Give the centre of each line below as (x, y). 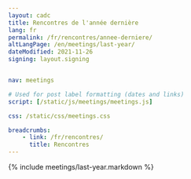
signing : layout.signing (49, 60)
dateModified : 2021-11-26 (50, 52)
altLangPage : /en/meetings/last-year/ (72, 45)
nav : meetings (31, 80)
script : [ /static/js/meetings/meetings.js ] (81, 102)
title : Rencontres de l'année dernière (73, 23)
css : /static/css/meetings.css (59, 116)
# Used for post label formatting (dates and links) (96, 94)
